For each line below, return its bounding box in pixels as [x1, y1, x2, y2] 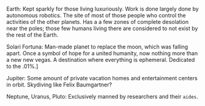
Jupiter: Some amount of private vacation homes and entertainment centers [6, 75, 198, 81]
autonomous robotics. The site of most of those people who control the [6, 12, 186, 19]
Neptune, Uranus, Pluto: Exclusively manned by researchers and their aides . [6, 93, 199, 100]
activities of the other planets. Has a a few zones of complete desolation [6, 18, 188, 25]
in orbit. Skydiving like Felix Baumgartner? [6, 81, 112, 88]
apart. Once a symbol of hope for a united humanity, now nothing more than [6, 50, 198, 57]
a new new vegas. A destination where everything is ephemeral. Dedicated [6, 56, 195, 63]
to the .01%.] [6, 62, 39, 70]
